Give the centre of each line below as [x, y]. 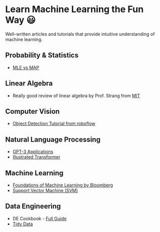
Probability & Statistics [42, 55]
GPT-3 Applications [33, 152]
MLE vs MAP [26, 67]
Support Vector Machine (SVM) [45, 190]
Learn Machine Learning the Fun [74, 9]
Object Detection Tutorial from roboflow [54, 124]
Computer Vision [33, 111]
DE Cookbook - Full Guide [39, 218]
